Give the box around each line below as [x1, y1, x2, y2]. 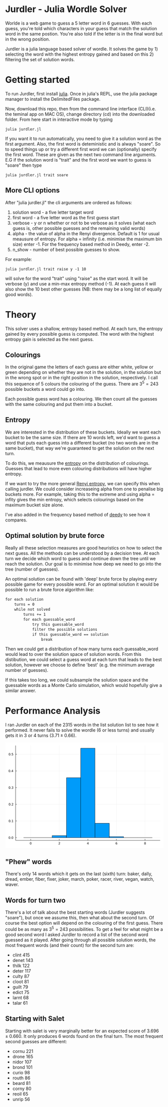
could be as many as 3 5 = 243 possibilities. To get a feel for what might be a [5, 925, 163, 932]
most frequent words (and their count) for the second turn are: [5, 942, 134, 948]
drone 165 [12, 1053, 34, 1059]
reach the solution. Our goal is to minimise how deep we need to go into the [5, 561, 161, 567]
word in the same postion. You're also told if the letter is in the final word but [5, 31, 163, 37]
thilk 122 [12, 962, 30, 968]
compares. [5, 517, 28, 523]
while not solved [14, 607, 51, 612]
